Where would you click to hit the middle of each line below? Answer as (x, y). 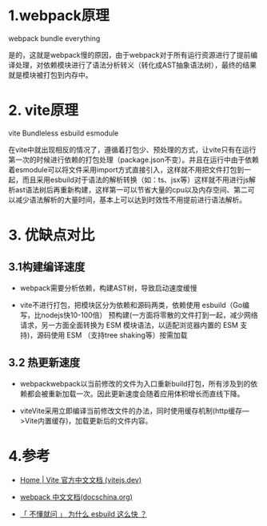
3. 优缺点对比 (52, 235)
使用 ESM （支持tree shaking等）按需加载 (119, 335)
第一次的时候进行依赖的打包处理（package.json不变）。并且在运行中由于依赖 (134, 160)
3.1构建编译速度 (47, 267)
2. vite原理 (43, 110)
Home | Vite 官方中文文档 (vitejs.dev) (81, 479)
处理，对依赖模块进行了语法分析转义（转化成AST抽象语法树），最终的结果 (136, 65)
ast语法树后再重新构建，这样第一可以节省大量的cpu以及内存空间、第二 (131, 189)
